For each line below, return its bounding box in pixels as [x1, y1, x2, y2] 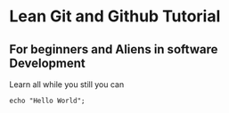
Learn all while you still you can [9, 79, 125, 90]
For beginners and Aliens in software [9, 42, 218, 57]
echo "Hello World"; [9, 96, 86, 105]
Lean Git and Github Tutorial [9, 6, 221, 27]
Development [9, 55, 86, 70]
